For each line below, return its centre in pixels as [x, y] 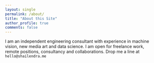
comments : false [21, 28]
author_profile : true [27, 23]
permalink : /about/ [25, 14]
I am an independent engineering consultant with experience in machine [77, 41]
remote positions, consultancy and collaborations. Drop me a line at [72, 52]
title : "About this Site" [31, 18]
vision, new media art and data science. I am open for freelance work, [75, 47]
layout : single [20, 9]
